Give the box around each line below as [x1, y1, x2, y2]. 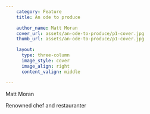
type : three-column [21, 52, 70, 58]
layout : [16, 47, 35, 53]
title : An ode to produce [16, 14, 81, 20]
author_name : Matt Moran [16, 25, 78, 31]
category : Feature [16, 8, 62, 15]
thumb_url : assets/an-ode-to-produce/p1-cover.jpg [16, 36, 145, 42]
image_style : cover [21, 58, 70, 64]
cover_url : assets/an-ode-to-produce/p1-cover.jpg [16, 30, 145, 36]
